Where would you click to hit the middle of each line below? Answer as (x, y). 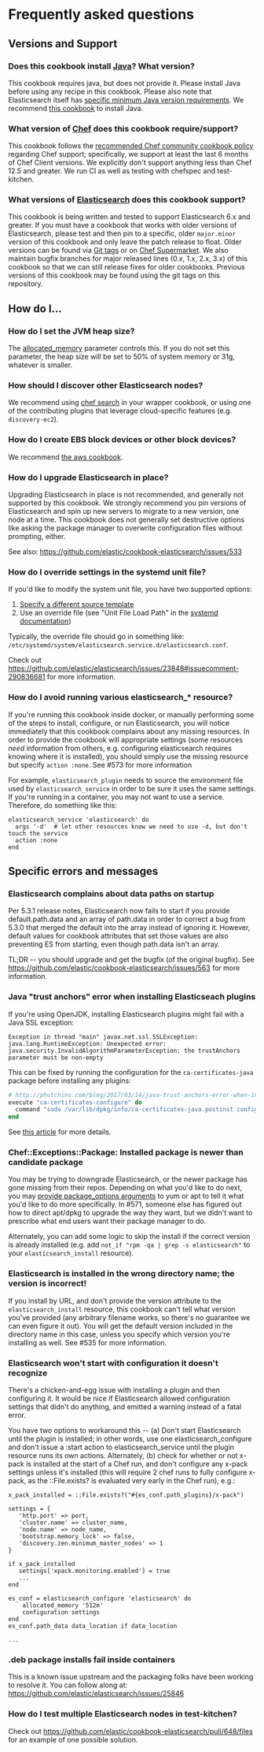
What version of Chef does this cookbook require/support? (123, 128)
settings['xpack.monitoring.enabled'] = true (94, 1571)
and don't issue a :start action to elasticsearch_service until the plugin (121, 1447)
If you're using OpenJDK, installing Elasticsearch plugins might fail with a (126, 1014)
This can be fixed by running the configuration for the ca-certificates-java (131, 1072)
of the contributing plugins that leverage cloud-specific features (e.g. (120, 411)
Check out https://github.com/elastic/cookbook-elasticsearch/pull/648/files (130, 1731)
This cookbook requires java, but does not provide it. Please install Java (125, 83)
